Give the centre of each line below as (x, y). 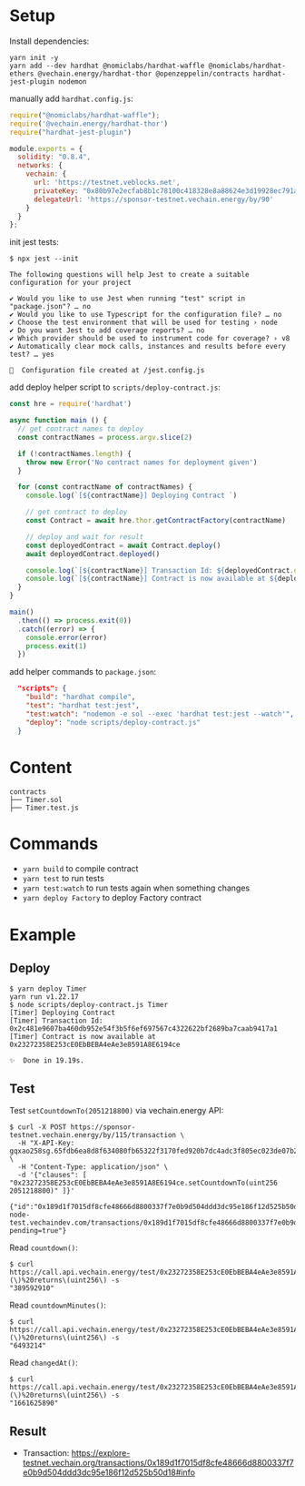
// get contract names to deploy (81, 429)
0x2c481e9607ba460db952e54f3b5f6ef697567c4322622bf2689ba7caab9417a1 (144, 1029)
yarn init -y (34, 57)
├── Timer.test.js (44, 808)
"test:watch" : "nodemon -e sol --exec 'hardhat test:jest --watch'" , (160, 714)
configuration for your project (70, 283)
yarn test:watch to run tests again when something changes (136, 888)
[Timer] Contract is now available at (83, 1037)
